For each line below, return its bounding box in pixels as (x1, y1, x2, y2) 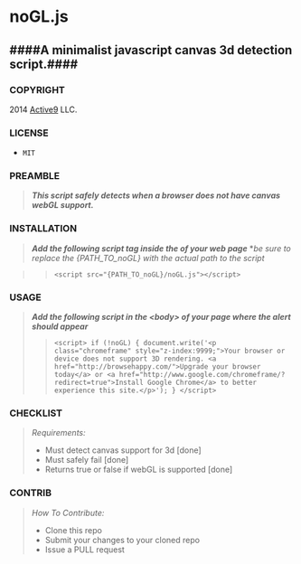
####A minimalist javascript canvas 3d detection (9, 42, 293, 58)
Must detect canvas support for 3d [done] (44, 445, 202, 456)
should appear (31, 321, 89, 332)
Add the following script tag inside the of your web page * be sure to (31, 242, 292, 254)
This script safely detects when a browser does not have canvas (31, 190, 281, 201)
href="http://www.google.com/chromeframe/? (118, 371, 286, 380)
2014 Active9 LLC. (9, 104, 78, 115)
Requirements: (31, 428, 86, 438)
